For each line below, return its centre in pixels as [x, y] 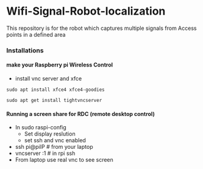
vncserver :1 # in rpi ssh [45, 153]
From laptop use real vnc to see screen [64, 160]
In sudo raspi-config [41, 128]
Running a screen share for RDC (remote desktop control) [81, 113]
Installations [25, 50]
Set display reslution [50, 134]
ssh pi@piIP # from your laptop [54, 147]
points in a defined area [36, 34]
